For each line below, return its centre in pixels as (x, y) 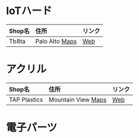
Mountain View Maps (78, 99)
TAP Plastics (26, 99)
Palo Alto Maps (56, 41)
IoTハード (29, 11)
